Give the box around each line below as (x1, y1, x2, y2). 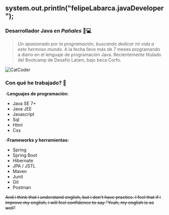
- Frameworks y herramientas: (5, 137, 69, 143)
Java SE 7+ (12, 100, 36, 106)
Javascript (12, 111, 35, 117)
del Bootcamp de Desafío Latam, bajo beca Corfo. (17, 57, 122, 63)
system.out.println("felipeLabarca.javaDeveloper (5, 4, 164, 13)
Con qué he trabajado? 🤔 (5, 79, 67, 86)
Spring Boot (12, 152, 38, 158)
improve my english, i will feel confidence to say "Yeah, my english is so (5, 199, 154, 205)
